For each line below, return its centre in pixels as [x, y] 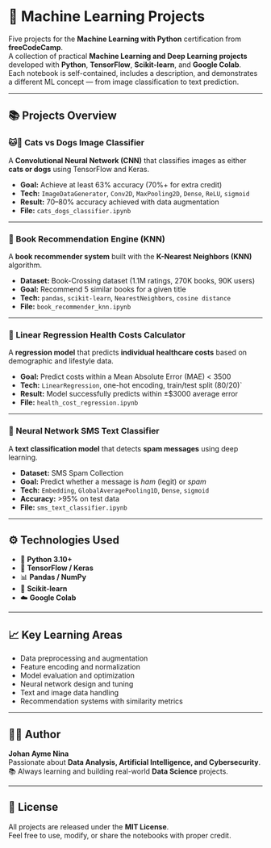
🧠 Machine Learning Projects [107, 17]
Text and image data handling [69, 693]
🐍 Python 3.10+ [46, 560]
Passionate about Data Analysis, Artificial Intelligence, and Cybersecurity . [135, 762]
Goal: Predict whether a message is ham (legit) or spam [113, 481]
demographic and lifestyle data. [61, 361]
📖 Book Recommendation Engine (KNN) [87, 239]
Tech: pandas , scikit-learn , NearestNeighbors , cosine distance [125, 297]
